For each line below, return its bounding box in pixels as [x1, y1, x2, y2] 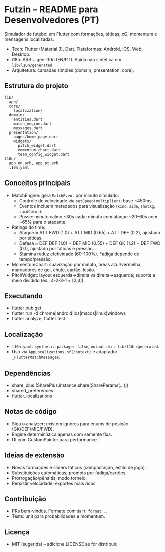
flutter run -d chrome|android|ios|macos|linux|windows [11, 310, 126, 316]
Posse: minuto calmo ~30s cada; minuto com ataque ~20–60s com [19, 213, 158, 219]
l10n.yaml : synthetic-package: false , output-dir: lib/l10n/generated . [11, 343, 159, 349]
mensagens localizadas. [4, 36, 54, 42]
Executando [4, 292, 43, 300]
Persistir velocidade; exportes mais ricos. [11, 480, 97, 486]
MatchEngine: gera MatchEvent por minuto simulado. [11, 192, 119, 198]
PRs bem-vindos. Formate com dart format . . [11, 508, 108, 514]
